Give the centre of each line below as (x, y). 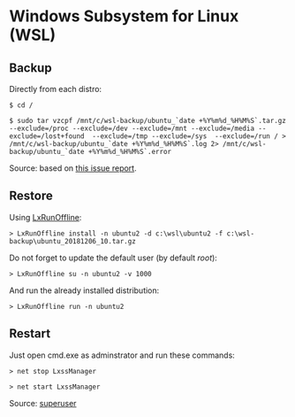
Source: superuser (43, 403)
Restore (31, 196)
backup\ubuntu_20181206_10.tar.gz (73, 241)
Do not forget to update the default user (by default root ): (113, 258)
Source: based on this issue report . (73, 168)
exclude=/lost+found (47, 136)
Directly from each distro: (56, 89)
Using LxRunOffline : (45, 217)
